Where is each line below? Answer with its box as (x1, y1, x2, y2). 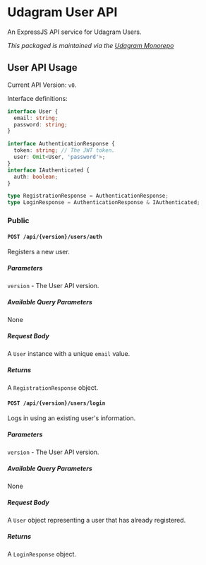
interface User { (7, 107, 59, 115)
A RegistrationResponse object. (7, 383, 99, 392)
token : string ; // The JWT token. (13, 147, 115, 154)
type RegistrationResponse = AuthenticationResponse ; (7, 192, 169, 200)
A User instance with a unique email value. (7, 350, 131, 358)
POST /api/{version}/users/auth (7, 233, 102, 240)
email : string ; (13, 114, 59, 121)
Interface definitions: (7, 94, 68, 102)
